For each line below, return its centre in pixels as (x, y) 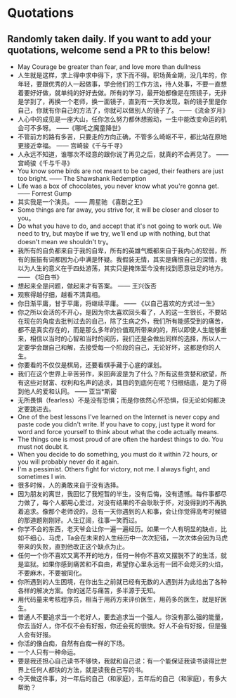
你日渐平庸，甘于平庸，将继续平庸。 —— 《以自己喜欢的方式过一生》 (118, 303)
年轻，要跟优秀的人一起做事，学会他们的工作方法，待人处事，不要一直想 (122, 84)
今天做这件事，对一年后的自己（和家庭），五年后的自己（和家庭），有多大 (122, 678)
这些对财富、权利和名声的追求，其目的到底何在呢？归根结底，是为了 (122, 382)
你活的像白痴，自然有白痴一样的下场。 (73, 643)
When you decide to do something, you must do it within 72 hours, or (117, 454)
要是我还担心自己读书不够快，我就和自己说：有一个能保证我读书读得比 (119, 661)
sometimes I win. (42, 477)
